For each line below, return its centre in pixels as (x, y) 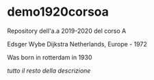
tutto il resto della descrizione (49, 70)
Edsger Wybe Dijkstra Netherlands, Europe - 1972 (77, 44)
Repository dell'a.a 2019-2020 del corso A (67, 31)
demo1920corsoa (58, 12)
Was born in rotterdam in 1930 (50, 57)
